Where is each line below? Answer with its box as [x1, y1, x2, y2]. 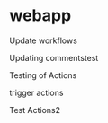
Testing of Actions [9, 69, 77, 81]
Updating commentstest [9, 52, 99, 63]
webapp [9, 5, 72, 26]
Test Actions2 [9, 104, 61, 115]
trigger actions [9, 87, 64, 98]
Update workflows [9, 35, 78, 46]
